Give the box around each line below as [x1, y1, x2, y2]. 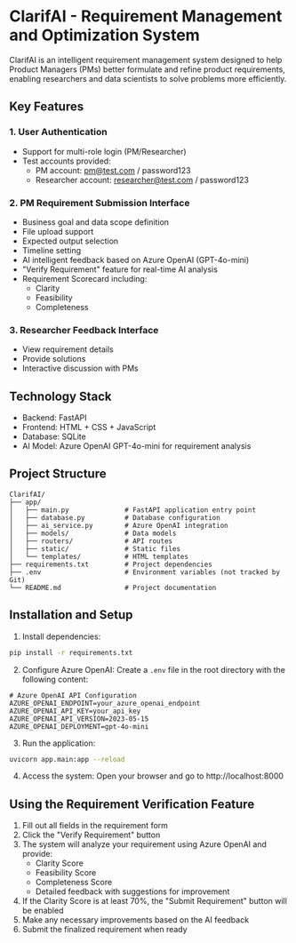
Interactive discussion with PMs [21, 363, 140, 374]
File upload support [21, 226, 94, 236]
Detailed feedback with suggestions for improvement [35, 886, 230, 897]
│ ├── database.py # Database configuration [9, 513, 220, 522]
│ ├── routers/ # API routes [9, 536, 173, 546]
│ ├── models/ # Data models [9, 529, 177, 538]
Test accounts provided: [21, 156, 111, 166]
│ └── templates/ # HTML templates [9, 552, 189, 561]
